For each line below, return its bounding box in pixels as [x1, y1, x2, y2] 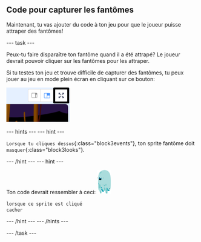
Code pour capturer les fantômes [6, 5, 134, 15]
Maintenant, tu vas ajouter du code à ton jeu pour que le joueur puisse [6, 21, 182, 28]
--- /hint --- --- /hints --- [6, 217, 68, 224]
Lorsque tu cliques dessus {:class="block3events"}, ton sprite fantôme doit [6, 139, 195, 147]
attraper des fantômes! [6, 27, 64, 34]
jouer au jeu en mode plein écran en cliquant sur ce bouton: [6, 75, 156, 82]
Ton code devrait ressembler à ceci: [6, 188, 96, 195]
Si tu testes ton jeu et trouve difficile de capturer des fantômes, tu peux [6, 69, 184, 76]
